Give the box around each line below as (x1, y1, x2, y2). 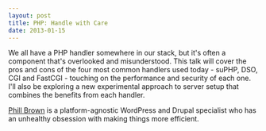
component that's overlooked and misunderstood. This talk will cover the (8, 56, 247, 66)
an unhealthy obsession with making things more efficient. (8, 114, 200, 124)
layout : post (8, 11, 52, 20)
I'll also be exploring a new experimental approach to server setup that (8, 82, 240, 91)
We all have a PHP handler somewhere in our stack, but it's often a (8, 48, 226, 58)
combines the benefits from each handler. (8, 91, 145, 100)
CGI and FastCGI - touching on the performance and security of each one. (8, 73, 252, 83)
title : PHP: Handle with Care (8, 19, 109, 27)
